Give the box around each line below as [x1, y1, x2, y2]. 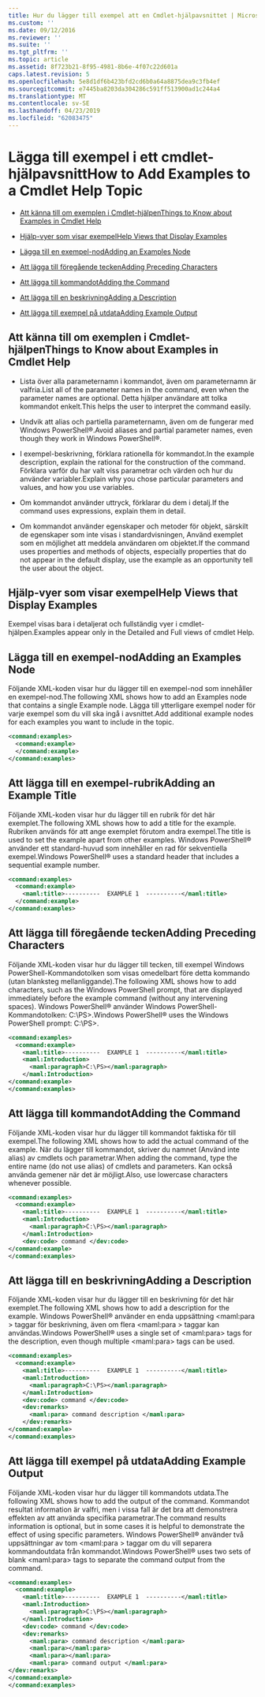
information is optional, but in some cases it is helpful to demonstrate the [8, 1521, 245, 1531]
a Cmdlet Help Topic [8, 182, 144, 200]
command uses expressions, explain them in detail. [19, 506, 186, 515]
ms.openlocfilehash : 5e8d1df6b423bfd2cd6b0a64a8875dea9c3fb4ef [8, 77, 221, 85]
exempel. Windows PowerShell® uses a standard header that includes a [8, 851, 239, 861]
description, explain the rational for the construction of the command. [19, 457, 246, 466]
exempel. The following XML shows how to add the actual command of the [8, 1136, 249, 1146]
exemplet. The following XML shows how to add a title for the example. [8, 818, 237, 828]
